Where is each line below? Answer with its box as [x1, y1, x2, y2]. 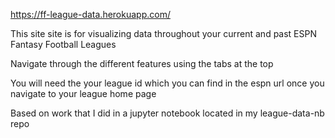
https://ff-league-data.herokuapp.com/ [10, 9, 171, 20]
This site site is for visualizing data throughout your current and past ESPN [10, 28, 317, 39]
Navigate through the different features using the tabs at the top [10, 58, 274, 69]
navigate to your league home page [10, 88, 157, 99]
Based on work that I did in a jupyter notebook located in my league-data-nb [10, 107, 325, 119]
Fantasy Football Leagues [10, 39, 117, 50]
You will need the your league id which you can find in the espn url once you [10, 77, 325, 89]
